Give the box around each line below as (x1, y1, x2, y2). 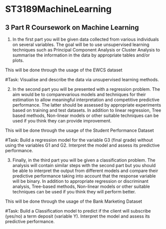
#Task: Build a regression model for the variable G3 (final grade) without (5, 137, 153, 143)
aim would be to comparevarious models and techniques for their (12, 92, 146, 97)
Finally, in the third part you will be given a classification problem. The (12, 157, 156, 163)
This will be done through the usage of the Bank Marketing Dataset (5, 198, 143, 204)
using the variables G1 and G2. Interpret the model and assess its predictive (5, 142, 160, 148)
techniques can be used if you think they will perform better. (12, 189, 136, 194)
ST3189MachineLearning (5, 3, 112, 15)
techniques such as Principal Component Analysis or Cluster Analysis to (12, 47, 161, 53)
